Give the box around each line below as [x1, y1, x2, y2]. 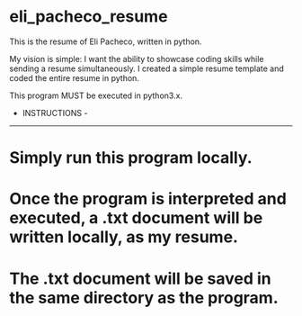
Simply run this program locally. [9, 148, 253, 168]
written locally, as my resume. [9, 227, 238, 248]
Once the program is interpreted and [9, 189, 288, 209]
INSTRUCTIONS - [22, 107, 88, 118]
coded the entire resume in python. [9, 72, 139, 83]
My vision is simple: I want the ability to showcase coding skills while [9, 53, 264, 64]
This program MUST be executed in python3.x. [9, 90, 182, 101]
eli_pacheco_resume [9, 6, 168, 27]
